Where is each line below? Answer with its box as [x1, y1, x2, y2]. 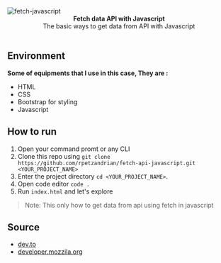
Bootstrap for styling [17, 97, 78, 106]
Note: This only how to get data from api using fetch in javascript [24, 201, 214, 209]
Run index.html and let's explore [17, 187, 113, 196]
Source [7, 221, 40, 233]
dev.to [17, 240, 37, 249]
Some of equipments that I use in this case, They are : [7, 69, 169, 77]
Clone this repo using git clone [17, 152, 111, 160]
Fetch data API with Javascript [73, 14, 165, 23]
